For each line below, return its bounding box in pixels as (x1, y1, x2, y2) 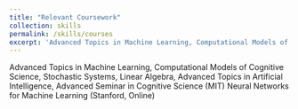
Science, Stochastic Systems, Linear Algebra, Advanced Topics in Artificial (9, 72, 283, 82)
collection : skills (9, 21, 82, 30)
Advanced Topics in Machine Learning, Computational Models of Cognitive (9, 62, 285, 73)
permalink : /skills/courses (9, 29, 114, 38)
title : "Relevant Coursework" (9, 12, 122, 22)
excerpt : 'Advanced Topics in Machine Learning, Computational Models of (9, 37, 289, 47)
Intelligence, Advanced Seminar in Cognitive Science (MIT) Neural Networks (9, 81, 289, 91)
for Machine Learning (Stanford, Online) (9, 90, 156, 101)
